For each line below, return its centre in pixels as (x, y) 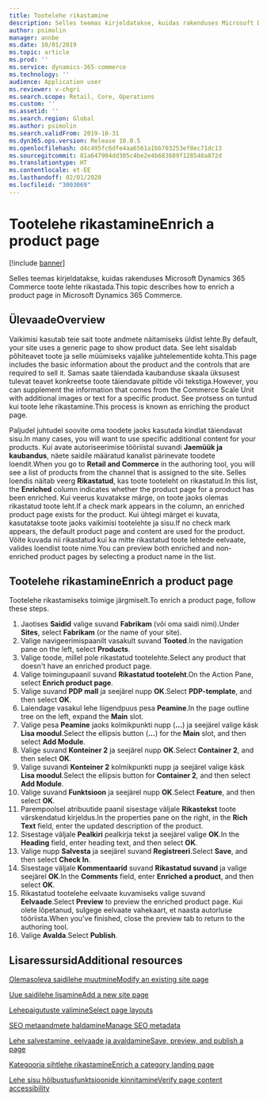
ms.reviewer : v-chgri (45, 89)
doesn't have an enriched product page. (86, 666)
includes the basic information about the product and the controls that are (130, 364)
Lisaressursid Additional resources (96, 960)
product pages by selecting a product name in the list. (128, 556)
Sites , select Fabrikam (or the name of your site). (101, 632)
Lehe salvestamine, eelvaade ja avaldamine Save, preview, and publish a (126, 1041)
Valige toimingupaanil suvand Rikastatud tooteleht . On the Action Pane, (137, 675)
